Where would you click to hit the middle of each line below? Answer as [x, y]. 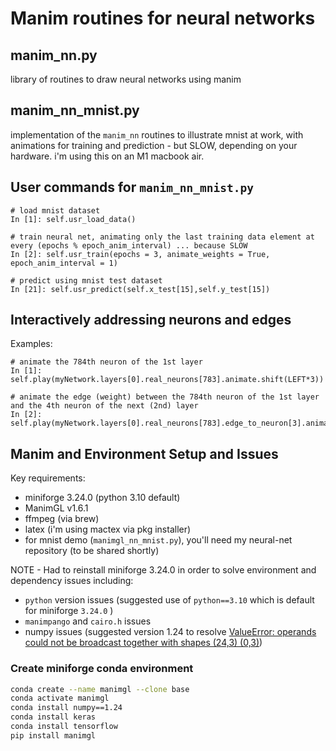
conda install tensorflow [64, 727]
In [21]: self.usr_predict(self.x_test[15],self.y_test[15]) [140, 289]
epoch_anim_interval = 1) [64, 263]
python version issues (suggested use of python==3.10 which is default [169, 600]
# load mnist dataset [55, 210]
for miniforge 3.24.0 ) [69, 611]
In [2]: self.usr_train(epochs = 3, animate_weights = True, [140, 254]
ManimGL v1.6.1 [56, 508]
